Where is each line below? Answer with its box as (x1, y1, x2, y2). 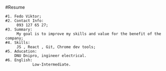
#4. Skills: (5, 40, 30, 45)
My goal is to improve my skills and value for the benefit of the (16, 31, 161, 36)
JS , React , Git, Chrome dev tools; (16, 44, 96, 49)
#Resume (5, 4, 25, 10)
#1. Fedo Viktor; (5, 14, 42, 19)
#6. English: (5, 57, 33, 62)
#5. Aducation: (5, 49, 37, 54)
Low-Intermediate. (32, 62, 71, 67)
